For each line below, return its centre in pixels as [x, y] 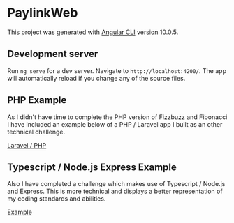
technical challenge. [36, 132]
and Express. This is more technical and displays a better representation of [115, 191]
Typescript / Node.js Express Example [92, 167]
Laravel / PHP [27, 145]
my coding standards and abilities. [57, 199]
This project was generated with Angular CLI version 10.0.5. [93, 32]
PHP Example [37, 100]
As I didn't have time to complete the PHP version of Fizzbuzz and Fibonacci [117, 117]
